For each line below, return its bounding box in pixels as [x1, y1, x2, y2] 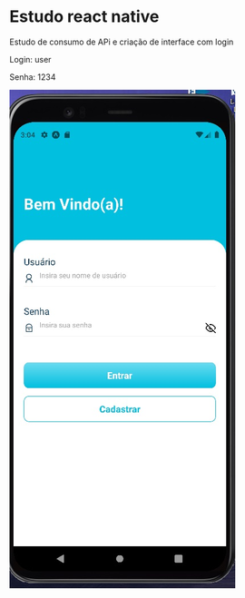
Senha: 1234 [9, 71, 56, 83]
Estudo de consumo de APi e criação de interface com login [9, 36, 234, 47]
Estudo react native [9, 6, 160, 27]
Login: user [9, 54, 52, 64]
